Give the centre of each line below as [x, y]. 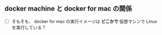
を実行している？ [29, 27]
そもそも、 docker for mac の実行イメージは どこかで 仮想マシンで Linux [84, 21]
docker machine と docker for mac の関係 [68, 9]
